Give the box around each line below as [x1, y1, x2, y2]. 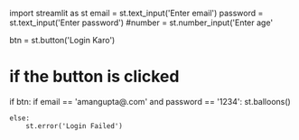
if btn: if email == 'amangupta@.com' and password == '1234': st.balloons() [9, 96, 291, 107]
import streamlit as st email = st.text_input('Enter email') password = [9, 8, 264, 18]
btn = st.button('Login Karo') [9, 35, 116, 45]
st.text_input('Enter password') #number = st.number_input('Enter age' [9, 17, 274, 28]
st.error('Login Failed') [25, 121, 124, 130]
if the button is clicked [9, 67, 180, 87]
